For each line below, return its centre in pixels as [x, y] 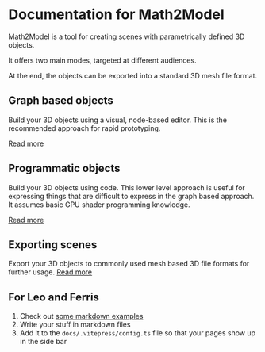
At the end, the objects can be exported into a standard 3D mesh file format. [133, 75]
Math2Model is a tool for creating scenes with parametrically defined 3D [127, 36]
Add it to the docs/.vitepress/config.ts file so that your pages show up [138, 333]
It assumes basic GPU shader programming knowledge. [99, 205]
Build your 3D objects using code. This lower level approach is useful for [127, 187]
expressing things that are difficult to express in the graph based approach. [131, 196]
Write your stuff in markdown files [75, 325]
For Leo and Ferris [54, 297]
